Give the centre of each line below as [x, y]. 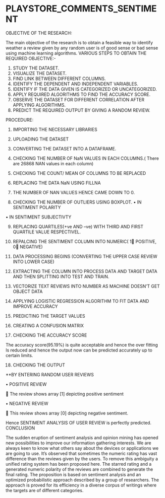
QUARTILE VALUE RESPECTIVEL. [47, 232]
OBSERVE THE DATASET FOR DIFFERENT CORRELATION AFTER [79, 99]
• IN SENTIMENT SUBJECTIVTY [38, 217]
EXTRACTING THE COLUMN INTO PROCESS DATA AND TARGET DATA [85, 271]
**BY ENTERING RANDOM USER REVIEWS [50, 374]
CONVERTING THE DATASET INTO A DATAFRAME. [64, 148]
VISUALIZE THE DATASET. [40, 73]
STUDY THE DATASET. [36, 68]
